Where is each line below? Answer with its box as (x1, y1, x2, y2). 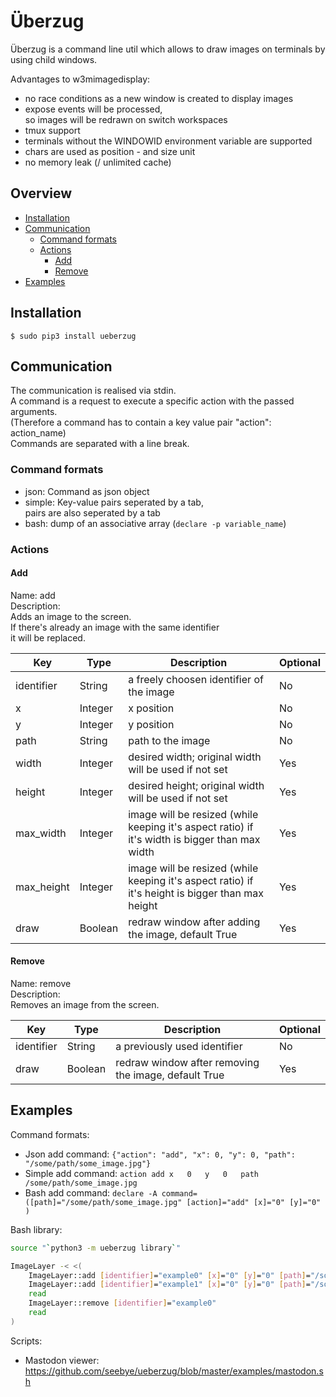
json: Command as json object (24, 485, 150, 497)
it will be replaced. (10, 631, 86, 644)
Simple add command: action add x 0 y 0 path (24, 1167, 259, 1179)
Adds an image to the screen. (10, 610, 132, 622)
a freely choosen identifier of (128, 672, 264, 686)
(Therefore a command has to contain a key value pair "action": (10, 416, 272, 429)
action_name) (10, 427, 67, 439)
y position (128, 717, 175, 731)
